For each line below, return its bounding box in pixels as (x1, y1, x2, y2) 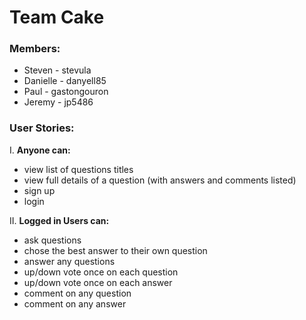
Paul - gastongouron (23, 86, 109, 98)
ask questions (23, 234, 82, 246)
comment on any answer (23, 297, 127, 310)
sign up (23, 184, 56, 196)
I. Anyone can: (9, 144, 71, 156)
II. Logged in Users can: (9, 214, 110, 226)
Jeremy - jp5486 (23, 96, 94, 108)
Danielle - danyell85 (23, 75, 107, 87)
